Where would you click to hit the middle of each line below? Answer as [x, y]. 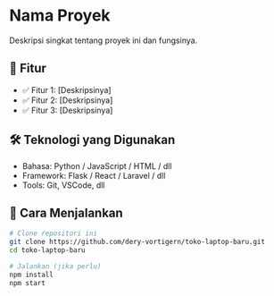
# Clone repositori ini [54, 233]
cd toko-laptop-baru [48, 250]
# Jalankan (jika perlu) [55, 266]
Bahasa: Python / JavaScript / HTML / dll [97, 165]
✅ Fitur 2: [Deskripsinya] [67, 100]
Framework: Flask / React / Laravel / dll [94, 175]
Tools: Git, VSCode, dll [63, 185]
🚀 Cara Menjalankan [66, 212]
